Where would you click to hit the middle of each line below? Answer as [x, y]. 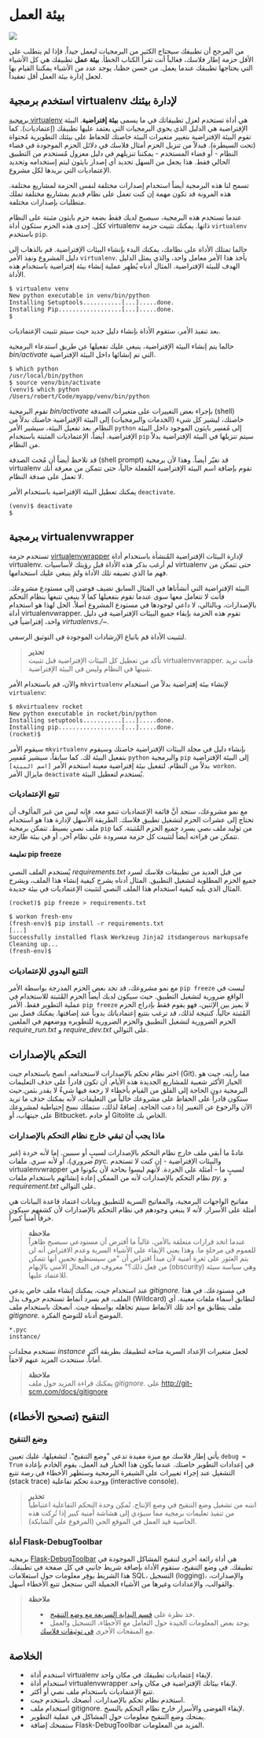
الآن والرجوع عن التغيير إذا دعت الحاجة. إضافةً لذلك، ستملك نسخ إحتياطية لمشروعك [130, 1107]
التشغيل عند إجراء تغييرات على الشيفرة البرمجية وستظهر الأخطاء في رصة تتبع [122, 1473]
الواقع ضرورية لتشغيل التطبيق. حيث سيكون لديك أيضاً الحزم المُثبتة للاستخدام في [126, 996]
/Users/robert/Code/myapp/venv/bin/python [79, 396]
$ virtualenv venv [39, 289]
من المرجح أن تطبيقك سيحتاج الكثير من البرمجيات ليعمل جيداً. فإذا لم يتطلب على [126, 51]
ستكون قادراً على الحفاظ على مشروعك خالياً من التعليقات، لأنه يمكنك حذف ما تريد [128, 1098]
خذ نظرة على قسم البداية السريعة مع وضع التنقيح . [123, 1614]
